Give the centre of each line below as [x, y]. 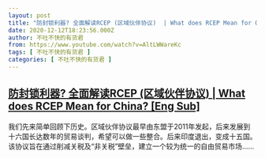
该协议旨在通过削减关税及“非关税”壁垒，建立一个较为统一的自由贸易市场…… [131, 146]
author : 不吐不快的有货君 [46, 38]
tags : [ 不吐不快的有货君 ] [49, 52]
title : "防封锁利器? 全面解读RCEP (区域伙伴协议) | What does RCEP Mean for [130, 23]
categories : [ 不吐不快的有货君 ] [60, 60]
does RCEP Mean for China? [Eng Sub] [104, 106]
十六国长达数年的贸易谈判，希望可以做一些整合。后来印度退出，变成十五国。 [132, 136]
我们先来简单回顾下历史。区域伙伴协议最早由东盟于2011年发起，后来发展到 [129, 126]
